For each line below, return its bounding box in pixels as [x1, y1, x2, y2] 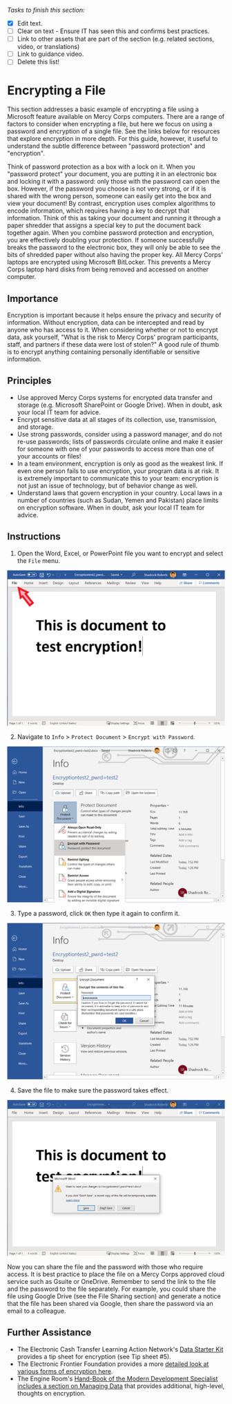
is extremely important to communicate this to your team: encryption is [17, 474, 219, 482]
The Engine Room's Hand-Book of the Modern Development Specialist [17, 1374, 218, 1383]
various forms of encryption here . [17, 1367, 113, 1375]
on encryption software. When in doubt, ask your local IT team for [17, 503, 205, 512]
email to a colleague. [7, 1307, 66, 1315]
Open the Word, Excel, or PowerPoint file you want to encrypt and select [17, 549, 223, 557]
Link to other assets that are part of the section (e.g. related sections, [17, 35, 215, 44]
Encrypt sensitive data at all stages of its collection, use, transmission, [17, 415, 217, 423]
